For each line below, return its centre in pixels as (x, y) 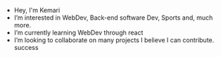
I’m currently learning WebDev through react (78, 32)
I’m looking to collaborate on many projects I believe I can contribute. (114, 40)
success (26, 47)
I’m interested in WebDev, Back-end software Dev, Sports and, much (113, 18)
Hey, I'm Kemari (37, 10)
